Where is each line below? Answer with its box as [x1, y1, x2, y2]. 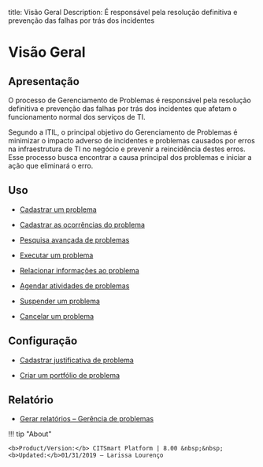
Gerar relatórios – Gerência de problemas [19, 414, 154, 424]
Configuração [8, 335, 78, 348]
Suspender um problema [19, 296, 101, 306]
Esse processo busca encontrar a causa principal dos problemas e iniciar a [8, 153, 252, 161]
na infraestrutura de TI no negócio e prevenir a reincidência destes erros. [8, 144, 246, 154]
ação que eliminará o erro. [8, 161, 94, 170]
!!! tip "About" [8, 429, 52, 439]
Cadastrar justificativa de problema [19, 355, 134, 365]
